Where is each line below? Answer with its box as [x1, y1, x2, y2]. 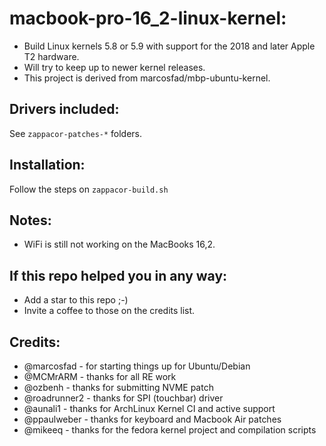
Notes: [9, 212, 52, 229]
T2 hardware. [23, 50, 80, 62]
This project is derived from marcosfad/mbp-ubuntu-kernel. [23, 72, 271, 84]
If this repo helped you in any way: [9, 267, 228, 284]
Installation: [9, 157, 86, 174]
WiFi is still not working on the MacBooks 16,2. [23, 238, 216, 251]
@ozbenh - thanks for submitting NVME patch [23, 382, 214, 393]
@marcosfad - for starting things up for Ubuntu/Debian [23, 360, 251, 372]
